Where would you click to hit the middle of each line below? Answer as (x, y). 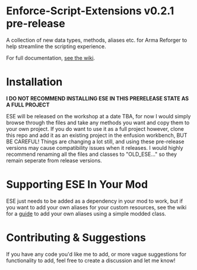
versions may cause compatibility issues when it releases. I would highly (95, 147)
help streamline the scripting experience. (56, 46)
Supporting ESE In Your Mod (77, 185)
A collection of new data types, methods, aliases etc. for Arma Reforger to (97, 40)
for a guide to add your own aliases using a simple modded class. (86, 214)
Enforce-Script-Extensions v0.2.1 (90, 11)
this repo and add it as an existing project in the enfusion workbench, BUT (97, 135)
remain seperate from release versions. (54, 160)
